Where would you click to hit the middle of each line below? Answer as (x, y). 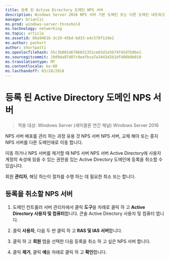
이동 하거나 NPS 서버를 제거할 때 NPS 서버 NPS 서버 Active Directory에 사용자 (83, 153)
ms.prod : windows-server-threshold (43, 24)
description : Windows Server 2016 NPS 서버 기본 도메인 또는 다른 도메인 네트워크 (85, 15)
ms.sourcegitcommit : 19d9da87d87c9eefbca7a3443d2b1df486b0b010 (73, 57)
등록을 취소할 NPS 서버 (39, 194)
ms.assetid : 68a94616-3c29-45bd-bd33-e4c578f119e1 (60, 38)
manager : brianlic (25, 19)
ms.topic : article (25, 33)
